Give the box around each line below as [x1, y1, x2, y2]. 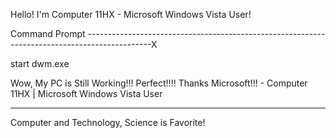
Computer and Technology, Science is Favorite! [10, 117, 206, 128]
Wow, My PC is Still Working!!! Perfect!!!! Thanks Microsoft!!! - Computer [10, 77, 308, 89]
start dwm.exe [10, 58, 70, 69]
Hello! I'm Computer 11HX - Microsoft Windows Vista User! [10, 9, 252, 20]
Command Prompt [10, 28, 86, 39]
